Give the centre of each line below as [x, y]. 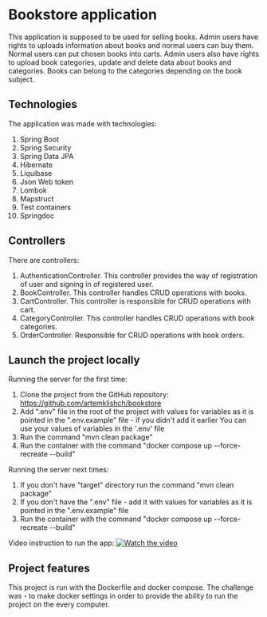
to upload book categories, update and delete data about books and [120, 62]
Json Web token [47, 181]
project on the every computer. [59, 604]
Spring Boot [39, 139]
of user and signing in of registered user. [86, 284]
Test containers [45, 207]
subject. [22, 79]
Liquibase [36, 173]
